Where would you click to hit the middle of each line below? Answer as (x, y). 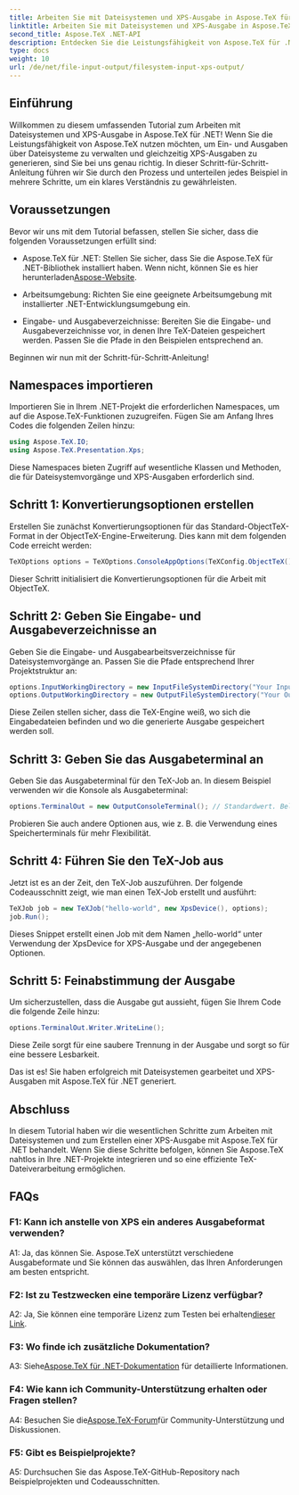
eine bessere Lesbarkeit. (54, 1054)
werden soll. (32, 731)
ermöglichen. (101, 1169)
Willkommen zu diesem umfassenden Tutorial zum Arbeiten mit (125, 125)
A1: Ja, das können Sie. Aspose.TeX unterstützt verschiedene (121, 1252)
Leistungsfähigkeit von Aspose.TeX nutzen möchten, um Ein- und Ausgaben (149, 144)
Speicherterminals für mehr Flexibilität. (80, 833)
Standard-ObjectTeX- (250, 526)
